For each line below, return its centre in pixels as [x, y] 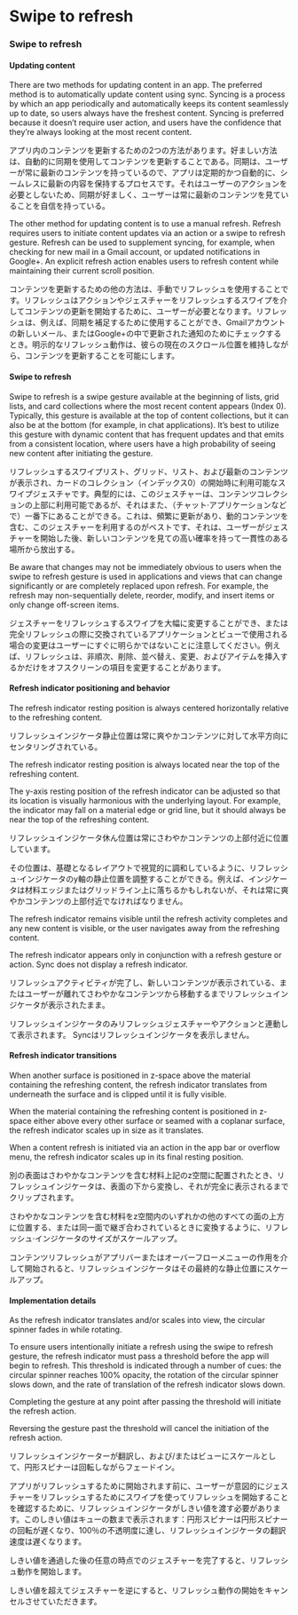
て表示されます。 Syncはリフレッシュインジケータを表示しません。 [132, 1034]
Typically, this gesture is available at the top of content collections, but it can [149, 416]
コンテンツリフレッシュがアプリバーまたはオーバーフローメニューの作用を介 [149, 1257]
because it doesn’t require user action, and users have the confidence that [145, 123]
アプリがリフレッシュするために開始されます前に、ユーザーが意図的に [137, 1486]
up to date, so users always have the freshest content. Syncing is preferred [147, 114]
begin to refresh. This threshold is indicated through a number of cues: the [145, 1366]
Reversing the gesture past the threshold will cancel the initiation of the [139, 1429]
